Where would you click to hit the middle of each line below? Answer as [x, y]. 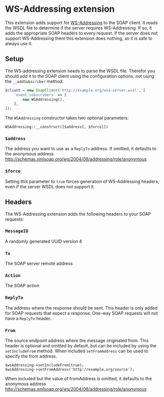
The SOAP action [22, 285]
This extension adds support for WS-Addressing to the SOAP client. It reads [82, 23]
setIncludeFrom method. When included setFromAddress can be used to [77, 351]
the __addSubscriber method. [34, 81]
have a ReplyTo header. [28, 318]
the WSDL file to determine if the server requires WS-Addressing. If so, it [79, 28]
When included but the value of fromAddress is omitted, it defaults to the [79, 379]
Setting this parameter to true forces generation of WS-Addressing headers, [82, 181]
